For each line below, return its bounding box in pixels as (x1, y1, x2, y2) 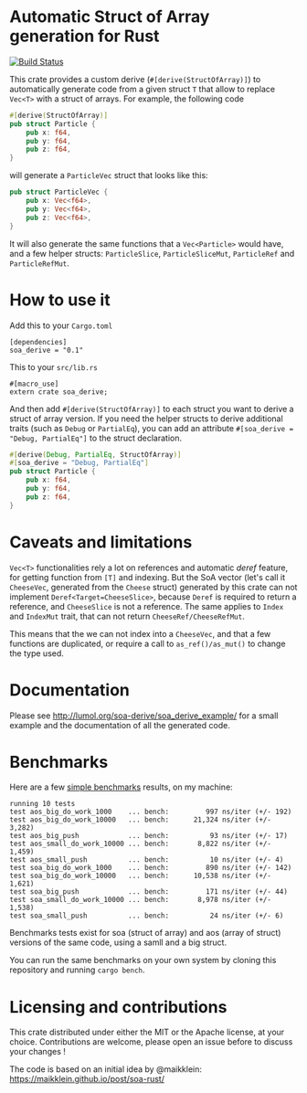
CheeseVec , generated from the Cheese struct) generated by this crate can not (9, 581, 298, 592)
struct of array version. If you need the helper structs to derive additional (9, 413, 283, 424)
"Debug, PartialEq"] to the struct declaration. (9, 432, 183, 443)
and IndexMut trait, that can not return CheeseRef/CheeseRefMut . (9, 610, 245, 621)
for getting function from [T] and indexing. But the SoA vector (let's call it (9, 571, 286, 582)
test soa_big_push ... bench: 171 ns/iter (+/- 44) (9, 887, 288, 897)
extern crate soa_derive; (9, 387, 108, 397)
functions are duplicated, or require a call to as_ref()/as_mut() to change (9, 638, 286, 649)
